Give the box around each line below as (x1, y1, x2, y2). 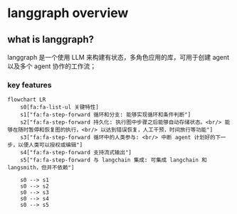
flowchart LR (7, 96, 46, 104)
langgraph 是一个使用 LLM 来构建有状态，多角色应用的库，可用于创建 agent (7, 53, 230, 61)
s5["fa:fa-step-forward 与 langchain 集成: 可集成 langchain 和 (20, 156, 208, 164)
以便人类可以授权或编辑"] (17, 141, 83, 149)
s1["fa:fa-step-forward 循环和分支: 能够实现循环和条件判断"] (20, 112, 191, 119)
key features (7, 80, 52, 90)
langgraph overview (7, 5, 129, 21)
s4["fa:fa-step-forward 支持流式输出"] (20, 149, 132, 156)
